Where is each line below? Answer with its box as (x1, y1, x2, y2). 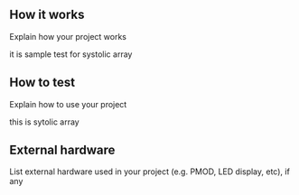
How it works (9, 7, 85, 23)
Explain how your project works (9, 31, 127, 42)
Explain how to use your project (9, 98, 127, 109)
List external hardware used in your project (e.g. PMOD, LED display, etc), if (9, 166, 291, 177)
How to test (9, 75, 75, 90)
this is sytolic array (9, 116, 79, 127)
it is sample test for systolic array (9, 49, 133, 60)
